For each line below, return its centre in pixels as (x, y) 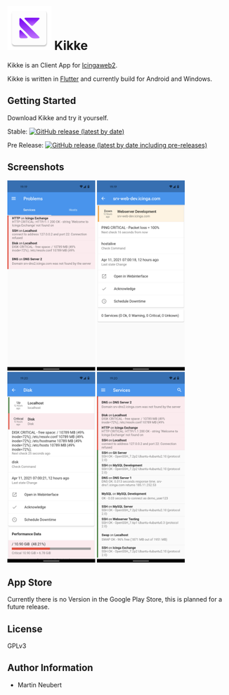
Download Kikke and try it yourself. (58, 117)
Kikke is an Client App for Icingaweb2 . (63, 65)
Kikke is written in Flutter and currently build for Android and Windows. (110, 79)
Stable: (18, 131)
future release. (28, 607)
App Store (30, 582)
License (25, 629)
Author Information (50, 668)
